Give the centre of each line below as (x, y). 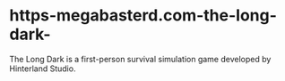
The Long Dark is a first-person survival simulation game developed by (140, 59)
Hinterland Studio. (43, 69)
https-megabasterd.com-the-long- (143, 16)
